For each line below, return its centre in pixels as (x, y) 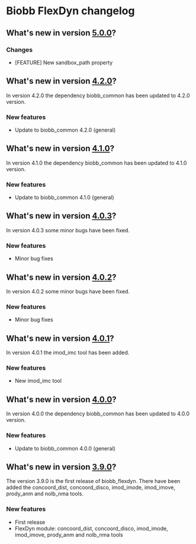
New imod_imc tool (38, 381)
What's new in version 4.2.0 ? (62, 81)
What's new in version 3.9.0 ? (61, 467)
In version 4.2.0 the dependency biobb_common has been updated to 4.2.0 (98, 95)
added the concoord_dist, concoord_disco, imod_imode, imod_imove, (91, 488)
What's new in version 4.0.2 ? (61, 277)
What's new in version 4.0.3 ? (61, 216)
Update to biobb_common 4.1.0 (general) (64, 197)
